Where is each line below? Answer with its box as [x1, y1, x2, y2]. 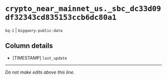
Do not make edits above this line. [5, 69, 75, 75]
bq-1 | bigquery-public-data [5, 27, 63, 33]
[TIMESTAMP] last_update [12, 55, 67, 61]
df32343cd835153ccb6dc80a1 [5, 13, 117, 22]
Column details [5, 42, 53, 50]
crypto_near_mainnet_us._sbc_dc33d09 [5, 4, 162, 13]
